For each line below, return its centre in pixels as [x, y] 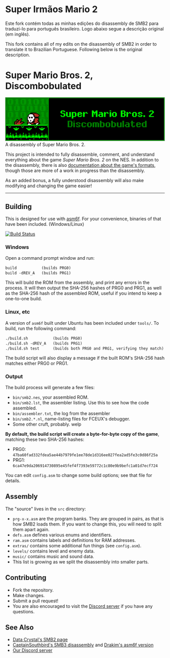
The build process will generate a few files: [50, 388]
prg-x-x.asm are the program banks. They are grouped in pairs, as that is [88, 518]
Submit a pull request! [35, 601]
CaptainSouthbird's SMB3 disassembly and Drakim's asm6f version [83, 645]
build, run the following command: [41, 328]
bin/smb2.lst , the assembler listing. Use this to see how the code [81, 403]
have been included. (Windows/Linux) [45, 224]
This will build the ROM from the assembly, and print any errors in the [77, 283]
